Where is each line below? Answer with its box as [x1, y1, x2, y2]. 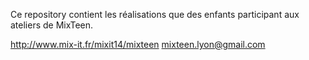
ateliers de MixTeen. [10, 19, 94, 31]
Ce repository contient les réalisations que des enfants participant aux [10, 9, 300, 20]
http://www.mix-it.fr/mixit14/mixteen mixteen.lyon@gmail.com [10, 39, 266, 50]
